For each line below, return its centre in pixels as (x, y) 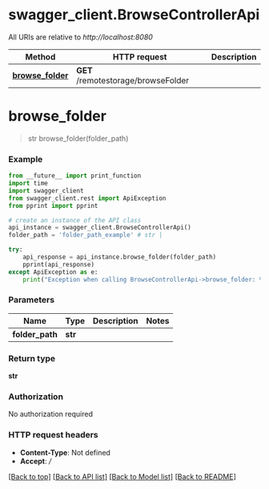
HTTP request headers (53, 435)
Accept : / (36, 461)
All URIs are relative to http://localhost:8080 (81, 37)
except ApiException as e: (53, 272)
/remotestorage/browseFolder (132, 80)
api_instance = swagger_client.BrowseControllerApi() (100, 228)
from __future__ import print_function (75, 176)
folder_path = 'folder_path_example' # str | (85, 235)
